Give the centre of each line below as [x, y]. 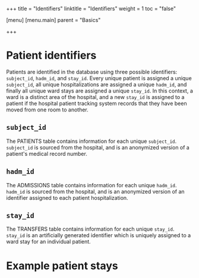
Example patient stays [62, 266]
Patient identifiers [51, 55]
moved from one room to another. [48, 110]
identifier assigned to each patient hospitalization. [67, 197]
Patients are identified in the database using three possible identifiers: [92, 72]
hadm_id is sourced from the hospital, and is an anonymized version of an [96, 191]
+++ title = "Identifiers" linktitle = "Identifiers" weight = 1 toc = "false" [91, 9]
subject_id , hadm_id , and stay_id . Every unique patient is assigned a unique [99, 78]
